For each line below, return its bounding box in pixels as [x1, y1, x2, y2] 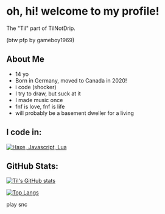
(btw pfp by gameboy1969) [6, 36, 75, 43]
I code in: [6, 127, 42, 138]
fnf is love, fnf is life [15, 103, 65, 110]
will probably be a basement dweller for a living [15, 109, 134, 117]
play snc [6, 201, 28, 208]
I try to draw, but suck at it [15, 90, 81, 97]
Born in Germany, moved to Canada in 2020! [15, 76, 127, 84]
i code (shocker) [15, 83, 57, 90]
